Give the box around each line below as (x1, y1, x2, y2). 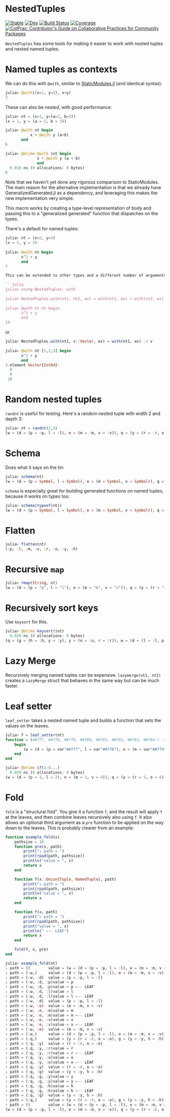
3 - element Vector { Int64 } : (5, 362, 60, 368)
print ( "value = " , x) (23, 924, 69, 929)
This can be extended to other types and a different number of (5, 273, 144, 278)
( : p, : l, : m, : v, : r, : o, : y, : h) (5, 546, 78, 551)
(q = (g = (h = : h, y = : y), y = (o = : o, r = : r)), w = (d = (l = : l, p (5, 638, 164, 643)
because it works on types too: (5, 493, 70, 500)
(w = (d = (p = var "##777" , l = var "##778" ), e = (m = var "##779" (23, 747, 166, 752)
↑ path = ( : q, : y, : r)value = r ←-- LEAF (5, 1051, 94, 1056)
